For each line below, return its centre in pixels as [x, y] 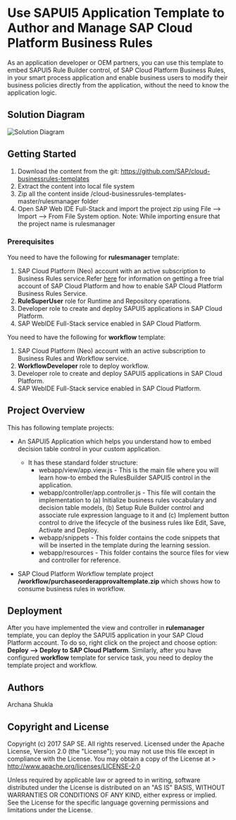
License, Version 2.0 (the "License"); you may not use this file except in [111, 751]
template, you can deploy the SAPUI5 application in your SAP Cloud [106, 635]
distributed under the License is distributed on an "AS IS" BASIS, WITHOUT [116, 788]
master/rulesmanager [49, 201]
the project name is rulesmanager [66, 223]
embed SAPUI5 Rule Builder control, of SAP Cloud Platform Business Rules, [117, 70]
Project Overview [46, 411]
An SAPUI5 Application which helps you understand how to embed [114, 441]
